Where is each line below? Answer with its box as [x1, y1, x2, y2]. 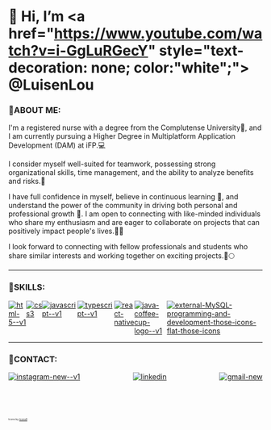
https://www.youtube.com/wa [53, 24, 263, 43]
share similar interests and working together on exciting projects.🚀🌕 [8, 251, 236, 261]
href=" [8, 24, 55, 43]
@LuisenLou [8, 76, 94, 94]
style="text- [158, 42, 244, 60]
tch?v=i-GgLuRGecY [8, 42, 148, 60]
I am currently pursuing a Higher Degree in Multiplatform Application [8, 132, 236, 141]
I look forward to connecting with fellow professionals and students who [8, 242, 248, 252]
